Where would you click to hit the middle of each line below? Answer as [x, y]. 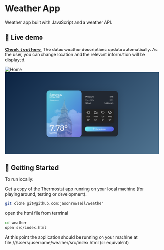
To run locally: [19, 179]
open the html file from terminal [37, 213]
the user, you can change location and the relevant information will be [75, 54]
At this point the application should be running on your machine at [71, 237]
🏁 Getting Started [32, 167]
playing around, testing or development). [46, 194]
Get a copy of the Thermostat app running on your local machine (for [74, 189]
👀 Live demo [24, 37]
